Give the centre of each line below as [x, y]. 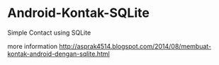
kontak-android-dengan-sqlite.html [58, 54]
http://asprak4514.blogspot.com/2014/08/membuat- [135, 46]
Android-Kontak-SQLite [79, 13]
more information [33, 46]
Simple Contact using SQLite [49, 32]
